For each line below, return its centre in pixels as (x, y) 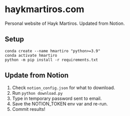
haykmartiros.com (45, 9)
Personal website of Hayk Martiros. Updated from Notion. (65, 23)
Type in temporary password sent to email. (57, 98)
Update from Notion (37, 75)
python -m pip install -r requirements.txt (52, 60)
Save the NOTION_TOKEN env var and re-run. (60, 104)
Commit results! (29, 109)
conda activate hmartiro (31, 55)
